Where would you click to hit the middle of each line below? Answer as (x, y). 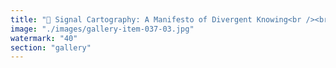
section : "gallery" (51, 47)
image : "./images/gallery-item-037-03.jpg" (102, 29)
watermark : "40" (44, 38)
